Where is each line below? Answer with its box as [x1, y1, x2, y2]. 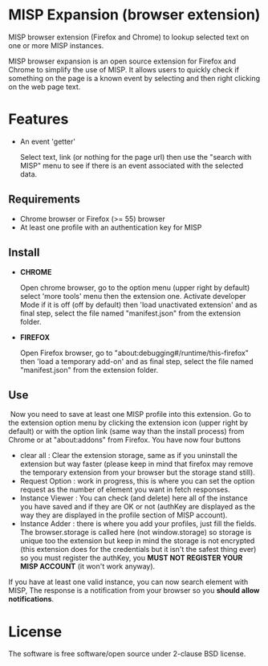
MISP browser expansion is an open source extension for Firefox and [8, 56, 237, 66]
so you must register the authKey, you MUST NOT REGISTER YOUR [19, 553, 243, 563]
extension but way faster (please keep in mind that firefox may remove [19, 460, 254, 469]
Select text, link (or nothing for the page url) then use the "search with [19, 152, 252, 161]
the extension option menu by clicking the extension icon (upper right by [8, 418, 249, 427]
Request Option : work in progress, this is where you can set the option [19, 476, 255, 486]
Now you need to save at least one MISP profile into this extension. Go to [10, 410, 251, 419]
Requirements [8, 193, 80, 206]
